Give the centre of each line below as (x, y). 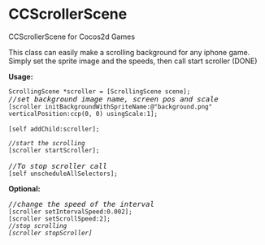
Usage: (21, 76)
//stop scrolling (38, 226)
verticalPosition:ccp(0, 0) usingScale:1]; (83, 114)
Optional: (24, 188)
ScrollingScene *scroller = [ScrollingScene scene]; (100, 91)
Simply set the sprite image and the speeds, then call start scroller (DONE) (133, 61)
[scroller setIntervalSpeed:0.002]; (70, 212)
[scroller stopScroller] (50, 233)
